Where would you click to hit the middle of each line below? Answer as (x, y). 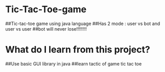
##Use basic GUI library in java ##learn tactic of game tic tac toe (74, 64)
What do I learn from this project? (78, 50)
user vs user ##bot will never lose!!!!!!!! (46, 29)
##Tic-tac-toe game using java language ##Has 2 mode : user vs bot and (83, 23)
